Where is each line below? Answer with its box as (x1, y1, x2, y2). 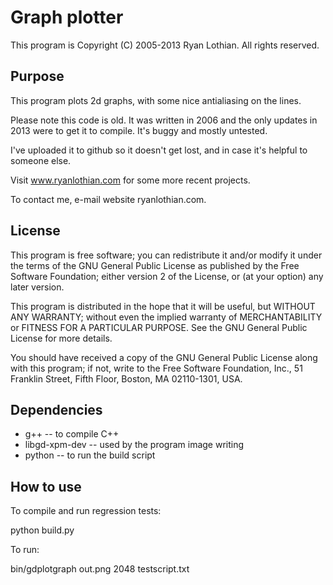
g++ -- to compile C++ (24, 428, 120, 440)
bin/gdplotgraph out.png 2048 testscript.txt (10, 563, 190, 575)
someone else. (10, 154, 72, 166)
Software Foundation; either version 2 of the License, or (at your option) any (10, 270, 324, 282)
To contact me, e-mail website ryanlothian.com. (10, 193, 207, 205)
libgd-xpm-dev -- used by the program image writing (24, 439, 245, 451)
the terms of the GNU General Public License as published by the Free (10, 259, 300, 271)
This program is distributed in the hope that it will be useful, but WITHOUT (10, 300, 316, 312)
